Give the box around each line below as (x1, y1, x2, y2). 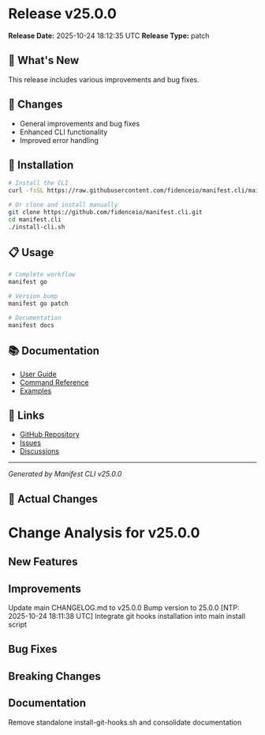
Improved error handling (19, 135, 99, 145)
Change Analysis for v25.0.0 (8, 523, 200, 541)
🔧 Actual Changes (8, 492, 99, 506)
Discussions (19, 447, 60, 456)
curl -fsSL (8, 187, 44, 194)
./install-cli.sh (8, 223, 65, 231)
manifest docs (8, 321, 55, 329)
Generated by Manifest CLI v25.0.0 (8, 469, 122, 479)
